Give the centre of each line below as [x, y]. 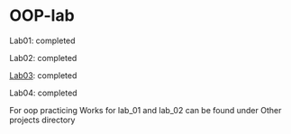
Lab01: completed [42, 40]
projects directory [42, 120]
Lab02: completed [43, 58]
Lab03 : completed [43, 75]
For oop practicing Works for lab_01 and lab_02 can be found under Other [145, 110]
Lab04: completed [44, 93]
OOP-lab [42, 16]
